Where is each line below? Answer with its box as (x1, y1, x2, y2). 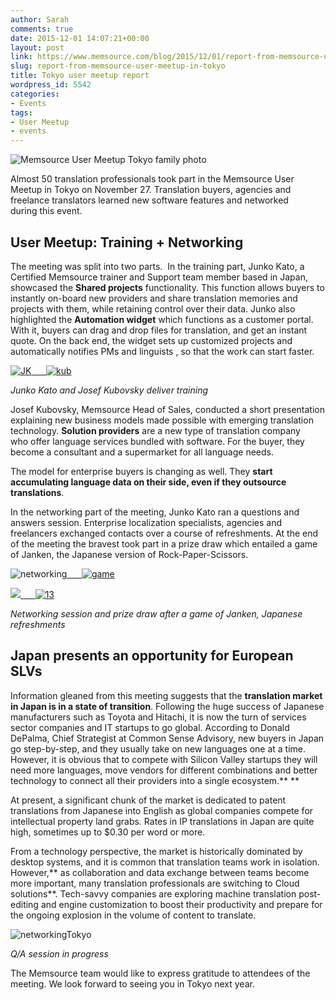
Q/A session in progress (10, 947, 109, 960)
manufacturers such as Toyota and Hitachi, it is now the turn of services (10, 711, 307, 723)
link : (10, 52, 33, 62)
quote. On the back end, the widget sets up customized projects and (10, 334, 293, 346)
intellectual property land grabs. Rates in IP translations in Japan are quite (10, 815, 315, 827)
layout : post (10, 42, 65, 53)
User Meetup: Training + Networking (10, 234, 244, 251)
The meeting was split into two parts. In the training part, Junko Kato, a (10, 260, 305, 272)
